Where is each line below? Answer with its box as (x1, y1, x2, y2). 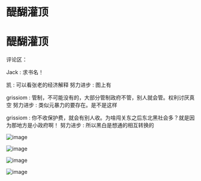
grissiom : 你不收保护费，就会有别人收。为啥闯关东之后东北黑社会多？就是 (6, 114, 190, 121)
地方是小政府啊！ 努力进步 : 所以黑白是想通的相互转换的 (16, 122, 154, 129)
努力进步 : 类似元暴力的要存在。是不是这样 (13, 102, 118, 109)
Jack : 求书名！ (6, 69, 44, 76)
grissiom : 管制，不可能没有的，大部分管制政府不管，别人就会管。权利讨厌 (6, 94, 190, 102)
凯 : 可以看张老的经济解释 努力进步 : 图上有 (6, 81, 112, 88)
